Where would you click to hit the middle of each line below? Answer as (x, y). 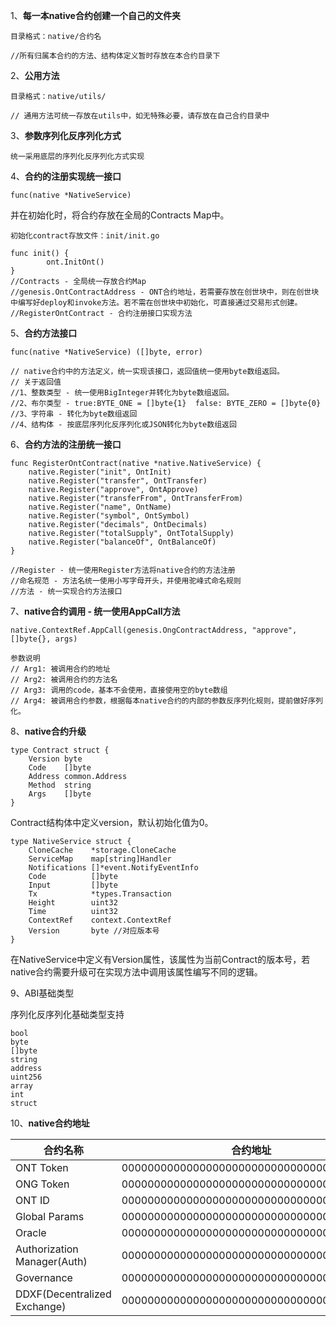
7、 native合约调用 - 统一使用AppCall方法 (95, 611)
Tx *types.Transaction (100, 894)
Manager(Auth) (51, 1261)
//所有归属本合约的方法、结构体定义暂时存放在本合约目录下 (115, 56)
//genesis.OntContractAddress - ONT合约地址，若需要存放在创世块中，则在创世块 (165, 292)
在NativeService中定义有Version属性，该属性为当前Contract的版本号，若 (160, 959)
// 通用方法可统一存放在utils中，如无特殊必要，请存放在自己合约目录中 (140, 116)
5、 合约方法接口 (44, 333)
